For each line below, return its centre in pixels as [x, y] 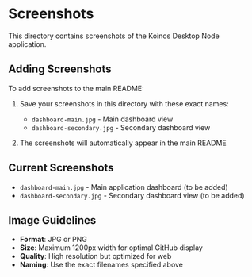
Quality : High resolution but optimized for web [95, 256]
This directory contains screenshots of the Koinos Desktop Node [114, 36]
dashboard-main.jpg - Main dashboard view [102, 119]
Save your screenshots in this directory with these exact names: [124, 103]
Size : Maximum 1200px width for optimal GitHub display [111, 248]
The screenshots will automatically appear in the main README [123, 143]
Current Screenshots [61, 168]
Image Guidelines [52, 220]
